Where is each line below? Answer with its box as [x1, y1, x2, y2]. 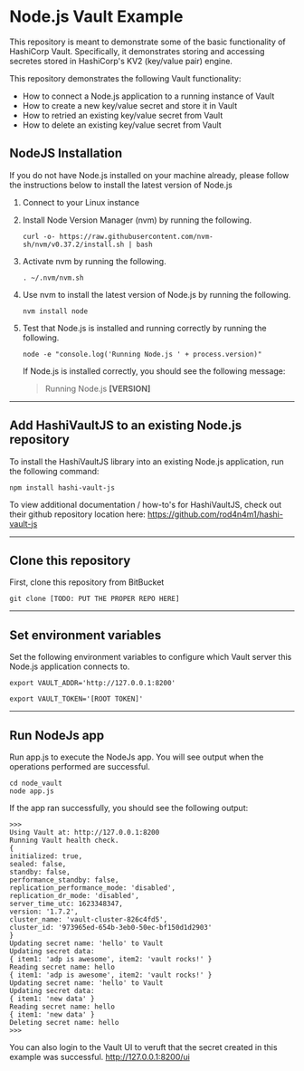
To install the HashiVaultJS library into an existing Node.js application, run [9, 455, 284, 467]
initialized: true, [9, 852, 83, 861]
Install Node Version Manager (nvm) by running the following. [22, 215, 252, 225]
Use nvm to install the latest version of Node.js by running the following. [22, 289, 291, 300]
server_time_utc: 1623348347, [9, 899, 124, 908]
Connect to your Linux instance [22, 196, 140, 207]
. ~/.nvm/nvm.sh [22, 273, 84, 282]
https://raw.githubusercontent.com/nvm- [59, 232, 214, 241]
